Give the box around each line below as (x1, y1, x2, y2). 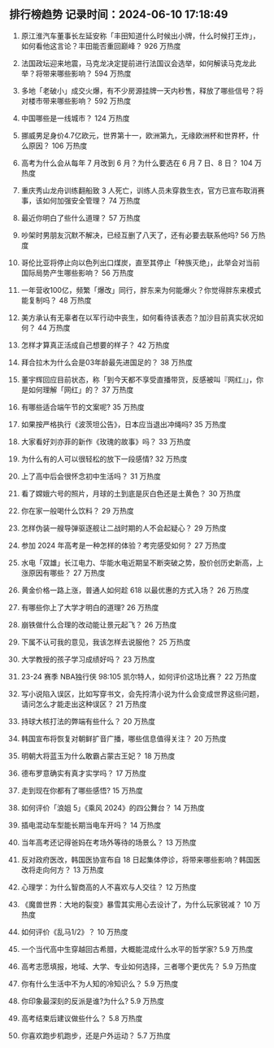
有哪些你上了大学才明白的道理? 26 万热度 (20, 602, 159, 612)
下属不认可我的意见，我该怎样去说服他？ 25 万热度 (20, 637, 191, 647)
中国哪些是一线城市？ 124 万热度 (20, 113, 130, 123)
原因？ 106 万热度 (28, 141, 88, 151)
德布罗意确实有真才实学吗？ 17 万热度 (20, 768, 147, 778)
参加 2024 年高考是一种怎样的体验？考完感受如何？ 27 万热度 (20, 540, 227, 550)
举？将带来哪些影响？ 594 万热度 (20, 68, 132, 78)
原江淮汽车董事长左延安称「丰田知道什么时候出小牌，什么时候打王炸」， (20, 31, 260, 41)
